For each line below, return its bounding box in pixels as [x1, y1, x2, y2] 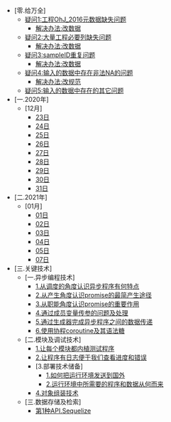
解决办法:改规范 [35, 78, 82, 85]
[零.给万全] [13, 6, 46, 14]
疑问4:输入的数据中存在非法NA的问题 [24, 68, 133, 77]
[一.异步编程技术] [24, 273, 75, 281]
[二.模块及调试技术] [24, 335, 82, 344]
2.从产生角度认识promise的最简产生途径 [35, 291, 153, 299]
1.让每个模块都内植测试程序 [35, 344, 115, 352]
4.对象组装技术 [35, 389, 79, 397]
